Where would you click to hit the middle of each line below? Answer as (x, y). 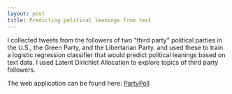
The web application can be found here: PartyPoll (79, 83)
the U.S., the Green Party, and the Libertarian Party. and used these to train (115, 47)
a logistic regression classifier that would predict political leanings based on (116, 55)
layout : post (26, 14)
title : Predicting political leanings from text (79, 20)
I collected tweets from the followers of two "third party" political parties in (115, 40)
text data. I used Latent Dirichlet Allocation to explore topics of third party (113, 62)
